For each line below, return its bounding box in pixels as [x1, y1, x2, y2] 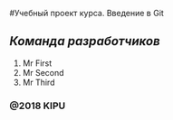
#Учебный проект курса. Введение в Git [9, 8, 165, 18]
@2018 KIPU [9, 99, 66, 112]
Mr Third [22, 77, 55, 88]
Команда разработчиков [9, 33, 160, 49]
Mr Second [22, 67, 65, 78]
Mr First [22, 58, 53, 69]
